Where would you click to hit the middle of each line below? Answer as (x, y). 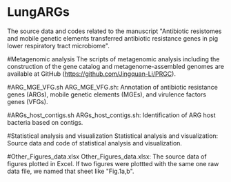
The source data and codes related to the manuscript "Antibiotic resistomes (114, 31)
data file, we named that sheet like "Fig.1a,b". (71, 171)
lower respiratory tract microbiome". (59, 45)
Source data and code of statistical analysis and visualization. (95, 143)
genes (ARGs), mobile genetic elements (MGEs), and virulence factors (107, 94)
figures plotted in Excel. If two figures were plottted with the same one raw (113, 163)
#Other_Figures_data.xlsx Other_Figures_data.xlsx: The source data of (107, 156)
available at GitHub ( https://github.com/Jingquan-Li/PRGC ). (91, 74)
